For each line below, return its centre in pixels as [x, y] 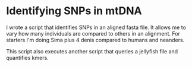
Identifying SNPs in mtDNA [74, 11]
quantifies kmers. [27, 58]
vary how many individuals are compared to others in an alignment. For [93, 33]
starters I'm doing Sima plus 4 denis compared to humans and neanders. [95, 40]
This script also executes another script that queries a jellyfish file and [92, 51]
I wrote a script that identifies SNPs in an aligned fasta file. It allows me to [96, 27]
